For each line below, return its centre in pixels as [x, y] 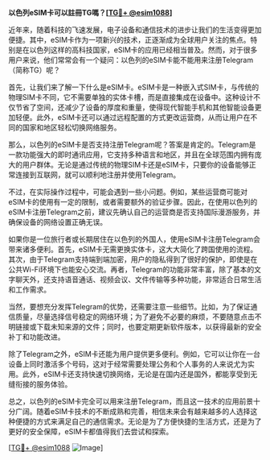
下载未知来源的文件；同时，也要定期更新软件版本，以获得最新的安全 [149, 327]
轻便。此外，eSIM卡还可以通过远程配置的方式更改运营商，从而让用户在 [133, 117]
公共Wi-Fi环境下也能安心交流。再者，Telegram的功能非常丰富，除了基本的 [131, 269]
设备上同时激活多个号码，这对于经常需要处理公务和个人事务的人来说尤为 [128, 364]
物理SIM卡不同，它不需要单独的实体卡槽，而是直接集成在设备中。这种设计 [131, 97]
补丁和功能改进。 [37, 337]
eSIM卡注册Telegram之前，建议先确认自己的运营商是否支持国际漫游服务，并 [135, 212]
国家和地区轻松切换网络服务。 [72, 127]
